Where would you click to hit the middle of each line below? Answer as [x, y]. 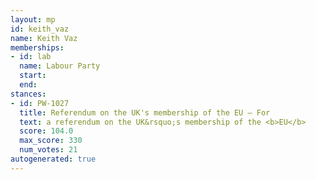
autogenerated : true [53, 159]
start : [33, 76]
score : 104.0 [46, 131]
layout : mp [33, 19]
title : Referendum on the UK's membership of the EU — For [145, 112]
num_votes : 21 [48, 150]
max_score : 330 [51, 141]
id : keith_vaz [40, 29]
